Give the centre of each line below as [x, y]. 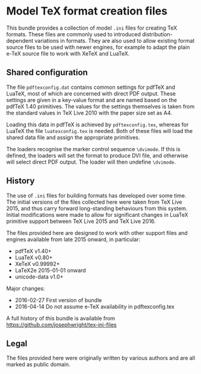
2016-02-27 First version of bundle [58, 300]
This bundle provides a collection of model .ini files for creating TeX [92, 28]
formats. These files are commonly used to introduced [74, 34]
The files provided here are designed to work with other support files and [97, 233]
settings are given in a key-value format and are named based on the [92, 100]
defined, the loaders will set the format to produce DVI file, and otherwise [97, 155]
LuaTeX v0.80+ [34, 257]
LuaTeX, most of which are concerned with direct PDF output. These [91, 93]
